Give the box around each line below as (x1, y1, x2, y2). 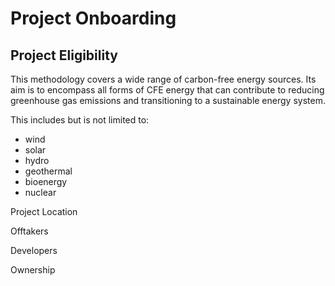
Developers (10, 245, 58, 256)
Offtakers (10, 225, 49, 237)
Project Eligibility (10, 47, 118, 64)
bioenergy (24, 176, 68, 187)
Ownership (10, 264, 56, 276)
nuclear (24, 187, 57, 198)
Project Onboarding (10, 7, 177, 30)
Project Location (10, 206, 78, 217)
